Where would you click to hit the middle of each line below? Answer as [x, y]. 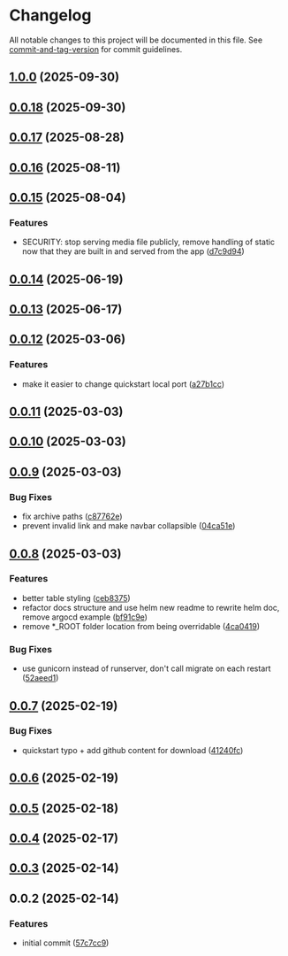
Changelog [50, 15]
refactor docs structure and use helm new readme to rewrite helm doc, [151, 607]
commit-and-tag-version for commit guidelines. [96, 49]
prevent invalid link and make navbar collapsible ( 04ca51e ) [129, 526]
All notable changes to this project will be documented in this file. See [136, 40]
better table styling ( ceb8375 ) [76, 597]
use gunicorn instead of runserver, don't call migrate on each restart [146, 668]
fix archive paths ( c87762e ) [72, 517]
